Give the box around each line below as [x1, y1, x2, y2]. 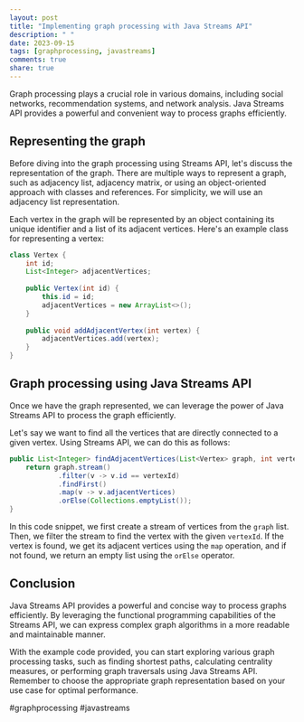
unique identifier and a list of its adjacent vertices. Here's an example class [9, 223, 290, 234]
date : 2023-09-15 [9, 38, 75, 48]
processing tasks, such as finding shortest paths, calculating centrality [9, 656, 273, 667]
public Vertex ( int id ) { [25, 284, 119, 294]
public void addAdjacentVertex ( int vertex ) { [25, 326, 201, 335]
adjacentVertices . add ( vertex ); [42, 334, 160, 343]
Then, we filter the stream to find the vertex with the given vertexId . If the [9, 530, 285, 541]
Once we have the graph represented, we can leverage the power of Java [9, 399, 284, 411]
